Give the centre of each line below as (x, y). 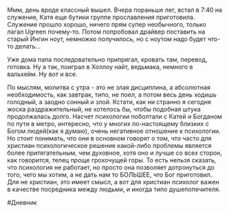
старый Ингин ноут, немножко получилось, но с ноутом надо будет (107, 39)
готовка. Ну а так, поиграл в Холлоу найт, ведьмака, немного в (100, 67)
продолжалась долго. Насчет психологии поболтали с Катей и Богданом (115, 116)
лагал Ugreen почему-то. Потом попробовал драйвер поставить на (106, 32)
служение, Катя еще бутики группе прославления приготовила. (101, 17)
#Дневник (22, 202)
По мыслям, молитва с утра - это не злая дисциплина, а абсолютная (109, 87)
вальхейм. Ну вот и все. (42, 74)
